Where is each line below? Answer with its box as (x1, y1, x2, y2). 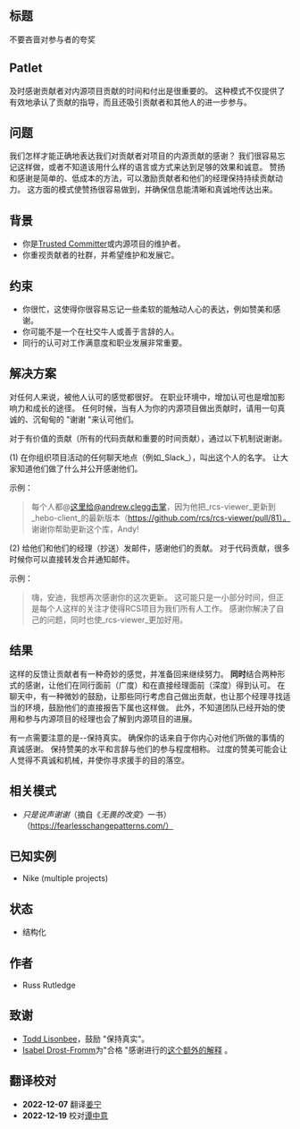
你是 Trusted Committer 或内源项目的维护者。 (21, 238, 186, 249)
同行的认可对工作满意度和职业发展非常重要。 (21, 338, 187, 348)
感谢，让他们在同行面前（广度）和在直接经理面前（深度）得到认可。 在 (24, 680, 286, 690)
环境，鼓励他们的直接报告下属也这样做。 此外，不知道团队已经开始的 (24, 702, 278, 713)
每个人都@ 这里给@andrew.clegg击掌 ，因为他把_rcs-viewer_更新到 (30, 500, 277, 512)
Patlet (9, 61, 43, 76)
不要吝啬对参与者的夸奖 (9, 34, 96, 45)
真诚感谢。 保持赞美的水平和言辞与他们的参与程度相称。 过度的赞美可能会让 (9, 743, 287, 754)
